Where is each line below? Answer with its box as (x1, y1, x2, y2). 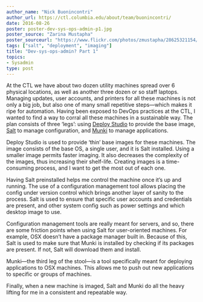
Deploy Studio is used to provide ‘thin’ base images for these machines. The (6, 139, 196, 146)
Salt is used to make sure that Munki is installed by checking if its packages (6, 240, 195, 247)
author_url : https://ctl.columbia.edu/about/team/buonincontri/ (6, 15, 172, 21)
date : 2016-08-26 (6, 20, 50, 26)
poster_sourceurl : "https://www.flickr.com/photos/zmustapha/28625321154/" (6, 37, 201, 43)
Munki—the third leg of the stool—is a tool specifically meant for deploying (6, 258, 192, 265)
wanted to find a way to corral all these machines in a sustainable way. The (6, 114, 193, 121)
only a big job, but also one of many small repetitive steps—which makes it (6, 101, 192, 109)
